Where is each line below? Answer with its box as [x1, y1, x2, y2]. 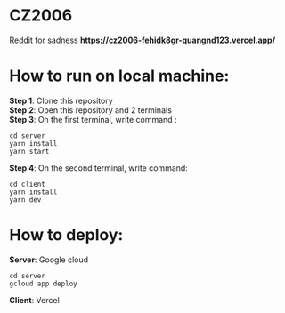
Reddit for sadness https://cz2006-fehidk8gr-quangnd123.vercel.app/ [9, 35, 276, 45]
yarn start [9, 147, 50, 156]
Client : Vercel [9, 294, 60, 305]
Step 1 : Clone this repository [9, 95, 113, 106]
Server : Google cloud [9, 254, 89, 265]
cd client [9, 180, 46, 189]
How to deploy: [9, 225, 124, 245]
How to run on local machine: [9, 66, 230, 86]
